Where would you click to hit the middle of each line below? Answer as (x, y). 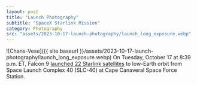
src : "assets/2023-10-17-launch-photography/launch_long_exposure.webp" (99, 34)
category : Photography (34, 28)
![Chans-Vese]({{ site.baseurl (43, 51)
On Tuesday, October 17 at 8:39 (152, 57)
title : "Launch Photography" (43, 17)
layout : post (22, 12)
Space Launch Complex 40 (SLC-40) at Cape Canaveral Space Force (92, 70)
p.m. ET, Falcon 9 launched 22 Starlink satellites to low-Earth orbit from (94, 64)
